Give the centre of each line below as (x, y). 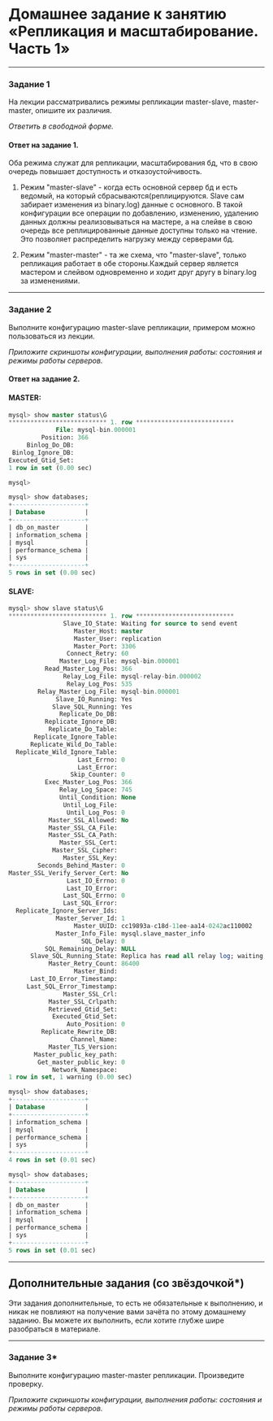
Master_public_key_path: (76, 1054)
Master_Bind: (95, 972)
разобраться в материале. (54, 1329)
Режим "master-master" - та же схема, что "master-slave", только (133, 255)
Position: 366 (65, 438)
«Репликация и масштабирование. (133, 31)
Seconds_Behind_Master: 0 (82, 865)
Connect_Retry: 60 (97, 654)
